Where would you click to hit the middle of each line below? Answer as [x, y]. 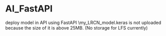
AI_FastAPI [29, 9]
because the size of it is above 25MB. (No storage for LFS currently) [77, 27]
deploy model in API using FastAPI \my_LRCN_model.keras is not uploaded [83, 22]
